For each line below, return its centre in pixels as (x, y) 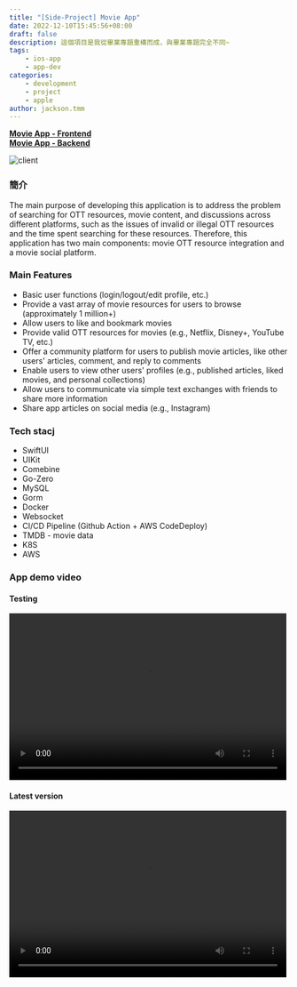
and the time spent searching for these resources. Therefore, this (129, 233)
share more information (65, 398)
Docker (35, 507)
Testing (23, 598)
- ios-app (43, 59)
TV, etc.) (37, 341)
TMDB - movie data (58, 535)
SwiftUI (35, 451)
